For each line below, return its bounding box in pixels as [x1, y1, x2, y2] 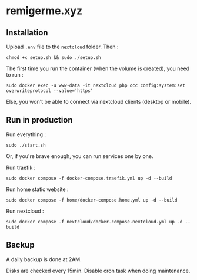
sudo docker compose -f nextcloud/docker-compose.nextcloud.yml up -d [6, 219, 183, 225]
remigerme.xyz [6, 4, 83, 18]
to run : [6, 71, 24, 78]
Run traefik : [6, 164, 36, 171]
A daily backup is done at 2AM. [6, 255, 82, 263]
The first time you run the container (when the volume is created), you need [6, 65, 190, 72]
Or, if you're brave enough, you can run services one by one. [6, 152, 154, 160]
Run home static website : [6, 186, 69, 193]
